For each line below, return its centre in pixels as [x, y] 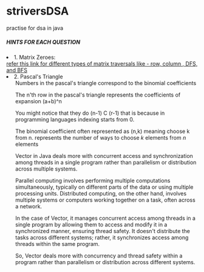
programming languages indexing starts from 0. [75, 119]
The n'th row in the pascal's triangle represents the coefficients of [98, 95]
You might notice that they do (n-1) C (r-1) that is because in [90, 113]
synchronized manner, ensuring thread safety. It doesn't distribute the [102, 231]
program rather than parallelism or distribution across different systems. [105, 262]
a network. [29, 206]
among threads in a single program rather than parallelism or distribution [106, 162]
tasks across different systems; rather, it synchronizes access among [102, 237]
